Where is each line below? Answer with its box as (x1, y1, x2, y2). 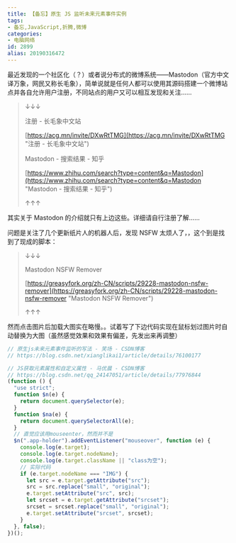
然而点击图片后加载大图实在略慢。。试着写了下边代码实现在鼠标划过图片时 (7, 322, 222, 330)
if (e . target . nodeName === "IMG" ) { (20, 470, 129, 477)
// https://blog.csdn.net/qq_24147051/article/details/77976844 (7, 371, 201, 379)
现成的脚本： (19, 237, 57, 245)
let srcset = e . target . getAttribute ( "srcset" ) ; (26, 497, 170, 504)
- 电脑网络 (7, 37, 35, 44)
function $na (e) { (13, 410, 69, 418)
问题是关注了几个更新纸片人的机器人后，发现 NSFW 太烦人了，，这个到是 (7, 228, 219, 237)
